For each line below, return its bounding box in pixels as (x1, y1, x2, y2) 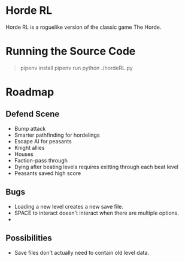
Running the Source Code (5, 44, 136, 58)
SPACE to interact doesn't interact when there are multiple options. (14, 209, 180, 216)
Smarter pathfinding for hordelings (14, 131, 100, 138)
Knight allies (14, 144, 45, 151)
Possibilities (5, 233, 52, 243)
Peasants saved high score (14, 169, 81, 177)
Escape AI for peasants (14, 137, 72, 144)
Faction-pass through (14, 156, 68, 164)
